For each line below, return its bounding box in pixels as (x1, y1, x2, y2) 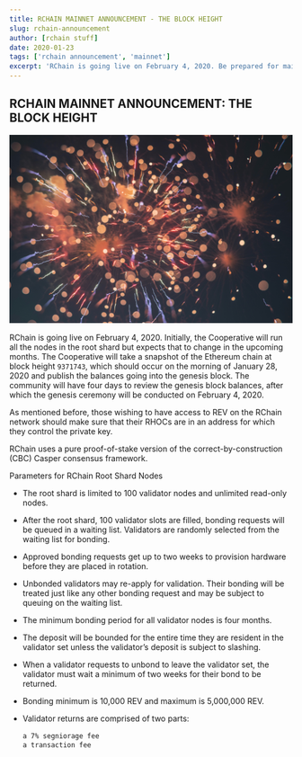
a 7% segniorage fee (22, 732, 100, 741)
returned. (22, 679, 58, 690)
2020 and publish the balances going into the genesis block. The (9, 370, 250, 381)
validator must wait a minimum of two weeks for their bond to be (22, 669, 262, 680)
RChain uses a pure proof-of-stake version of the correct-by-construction (9, 443, 283, 454)
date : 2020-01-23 (9, 43, 75, 52)
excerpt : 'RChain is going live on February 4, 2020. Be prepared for (9, 62, 280, 71)
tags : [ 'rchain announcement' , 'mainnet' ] (9, 52, 171, 62)
